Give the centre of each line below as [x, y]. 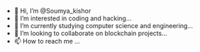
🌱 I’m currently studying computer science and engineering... [104, 26]
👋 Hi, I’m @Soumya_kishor [52, 11]
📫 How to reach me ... [47, 41]
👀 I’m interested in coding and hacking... [73, 18]
